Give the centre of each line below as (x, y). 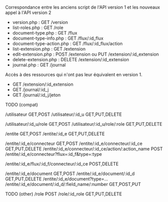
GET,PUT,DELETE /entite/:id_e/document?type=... (57, 179)
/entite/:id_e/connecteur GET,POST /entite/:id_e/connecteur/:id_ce (74, 143)
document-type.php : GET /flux (45, 33)
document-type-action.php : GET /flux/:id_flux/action (68, 44)
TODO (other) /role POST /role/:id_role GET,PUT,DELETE (64, 194)
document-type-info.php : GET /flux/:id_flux (58, 38)
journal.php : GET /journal (39, 65)
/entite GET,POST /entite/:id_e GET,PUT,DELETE (55, 134)
